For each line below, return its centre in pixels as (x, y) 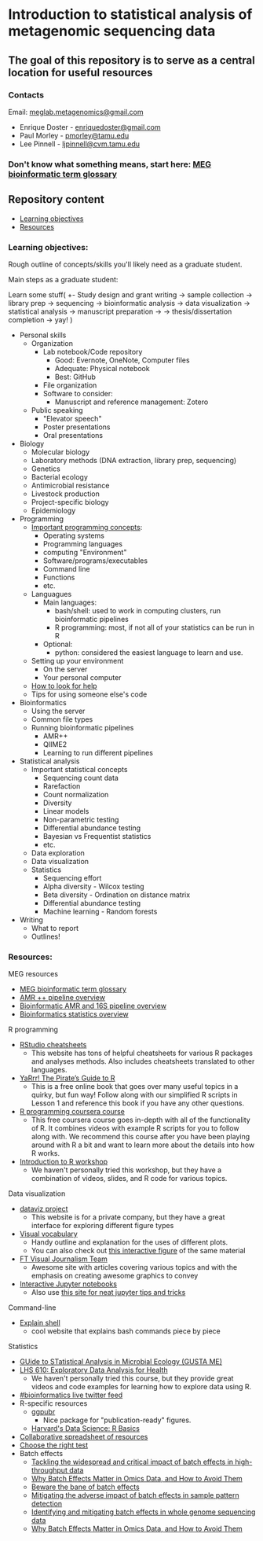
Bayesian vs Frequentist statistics (97, 836)
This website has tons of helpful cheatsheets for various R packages (142, 1053)
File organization (70, 385)
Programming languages (83, 543)
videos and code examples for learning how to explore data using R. (141, 1387)
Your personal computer (82, 677)
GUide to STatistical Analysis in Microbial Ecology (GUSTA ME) (121, 1362)
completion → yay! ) (40, 319)
